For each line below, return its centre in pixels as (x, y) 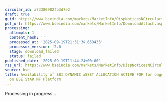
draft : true (17, 14)
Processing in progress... (31, 93)
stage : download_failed (34, 51)
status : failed (25, 56)
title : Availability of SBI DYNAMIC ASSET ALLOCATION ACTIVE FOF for (79, 75)
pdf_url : (14, 24)
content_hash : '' (28, 38)
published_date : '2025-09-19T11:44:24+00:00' (53, 61)
